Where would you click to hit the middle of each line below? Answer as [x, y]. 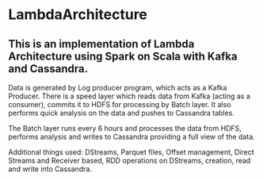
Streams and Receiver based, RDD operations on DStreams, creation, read [130, 161]
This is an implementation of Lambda [101, 44]
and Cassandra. [48, 69]
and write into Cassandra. [50, 169]
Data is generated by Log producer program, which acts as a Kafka [118, 88]
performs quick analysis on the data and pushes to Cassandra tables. [122, 113]
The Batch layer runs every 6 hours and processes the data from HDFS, [125, 128]
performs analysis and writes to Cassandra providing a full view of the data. [131, 137]
